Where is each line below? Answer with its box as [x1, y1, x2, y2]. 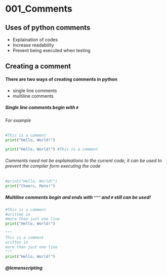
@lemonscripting [5, 265, 43, 271]
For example [5, 117, 31, 123]
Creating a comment [5, 62, 71, 71]
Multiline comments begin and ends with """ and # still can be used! [5, 194, 151, 201]
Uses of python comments [5, 23, 91, 32]
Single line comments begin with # [5, 104, 79, 110]
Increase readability [12, 42, 54, 48]
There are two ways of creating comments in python [5, 76, 118, 82]
